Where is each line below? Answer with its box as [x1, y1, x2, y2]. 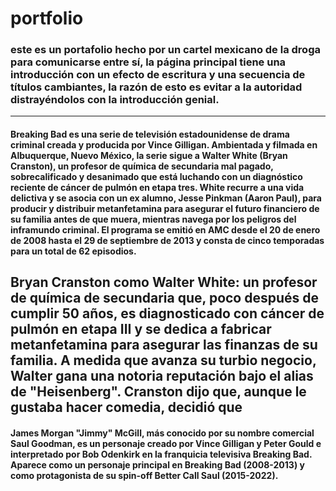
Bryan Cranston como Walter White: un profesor [10, 274, 318, 291]
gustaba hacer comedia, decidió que [10, 399, 243, 416]
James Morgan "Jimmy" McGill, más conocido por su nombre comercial [10, 427, 315, 439]
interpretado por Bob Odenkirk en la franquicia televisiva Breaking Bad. [10, 448, 313, 461]
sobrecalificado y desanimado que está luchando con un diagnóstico [10, 171, 303, 183]
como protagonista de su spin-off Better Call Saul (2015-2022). [10, 470, 279, 482]
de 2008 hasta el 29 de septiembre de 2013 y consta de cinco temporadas [10, 235, 325, 247]
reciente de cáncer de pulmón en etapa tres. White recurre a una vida [10, 182, 305, 194]
